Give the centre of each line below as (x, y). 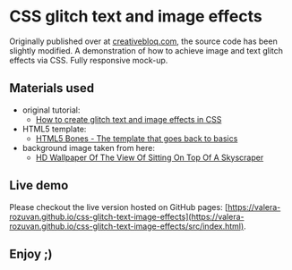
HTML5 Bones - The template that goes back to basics (137, 138)
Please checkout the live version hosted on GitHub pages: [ (119, 207)
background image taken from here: (88, 148)
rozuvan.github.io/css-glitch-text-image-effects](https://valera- (127, 216)
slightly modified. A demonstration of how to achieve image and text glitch (146, 50)
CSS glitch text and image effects (136, 17)
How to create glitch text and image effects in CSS (129, 119)
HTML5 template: (54, 129)
